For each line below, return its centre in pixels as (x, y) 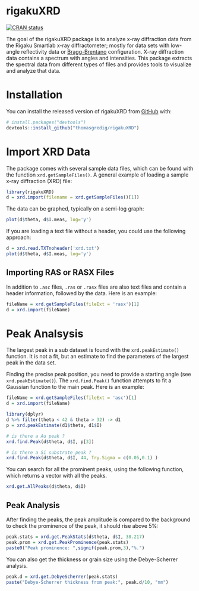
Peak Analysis (33, 505)
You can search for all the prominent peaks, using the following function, (95, 469)
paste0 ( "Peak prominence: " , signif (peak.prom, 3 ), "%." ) (75, 548)
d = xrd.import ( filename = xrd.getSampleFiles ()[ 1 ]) (73, 197)
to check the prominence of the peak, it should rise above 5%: (82, 526)
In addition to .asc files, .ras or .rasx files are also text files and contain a (96, 287)
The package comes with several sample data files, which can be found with (100, 168)
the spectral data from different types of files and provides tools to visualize (99, 64)
